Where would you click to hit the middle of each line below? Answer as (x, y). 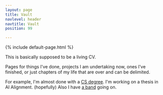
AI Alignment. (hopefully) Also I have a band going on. (61, 87)
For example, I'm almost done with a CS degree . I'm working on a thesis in (82, 82)
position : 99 (19, 29)
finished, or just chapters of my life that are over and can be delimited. (78, 72)
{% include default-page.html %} (39, 47)
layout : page (19, 10)
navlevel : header (23, 19)
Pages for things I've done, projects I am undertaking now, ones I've (75, 67)
